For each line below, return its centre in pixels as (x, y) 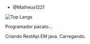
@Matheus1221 (28, 7)
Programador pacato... (29, 26)
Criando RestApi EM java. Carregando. (46, 36)
